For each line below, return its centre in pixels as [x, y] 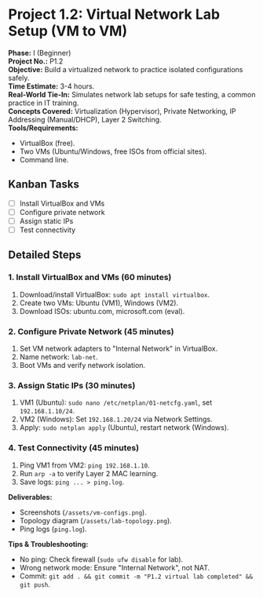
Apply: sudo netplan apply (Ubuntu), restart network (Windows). [124, 428]
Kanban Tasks [44, 185]
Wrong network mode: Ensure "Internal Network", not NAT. [115, 567]
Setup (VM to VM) [68, 31]
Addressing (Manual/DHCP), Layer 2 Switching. [85, 119]
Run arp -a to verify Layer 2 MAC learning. [89, 473]
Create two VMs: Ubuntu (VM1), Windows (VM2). [99, 303]
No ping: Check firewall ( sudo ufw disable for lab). [101, 559]
